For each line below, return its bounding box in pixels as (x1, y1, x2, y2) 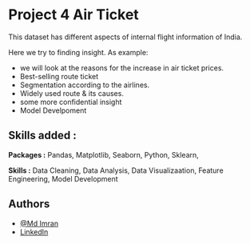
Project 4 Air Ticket (8, 6, 140, 24)
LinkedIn (19, 226, 49, 237)
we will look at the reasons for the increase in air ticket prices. (19, 62, 224, 73)
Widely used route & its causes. (19, 88, 124, 98)
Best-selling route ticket (19, 71, 99, 81)
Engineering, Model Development (8, 174, 118, 183)
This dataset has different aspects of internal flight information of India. (8, 32, 243, 42)
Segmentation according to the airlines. (19, 80, 150, 90)
